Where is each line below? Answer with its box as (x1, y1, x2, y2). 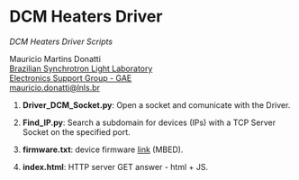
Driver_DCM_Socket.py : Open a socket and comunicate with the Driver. (22, 99, 291, 110)
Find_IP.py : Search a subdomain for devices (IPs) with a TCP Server (22, 117, 276, 128)
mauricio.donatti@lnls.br (9, 82, 101, 93)
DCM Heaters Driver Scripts (9, 36, 113, 47)
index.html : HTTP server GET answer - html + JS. (22, 161, 209, 172)
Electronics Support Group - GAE (9, 72, 132, 83)
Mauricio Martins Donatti (9, 53, 102, 64)
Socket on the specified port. (22, 126, 131, 137)
